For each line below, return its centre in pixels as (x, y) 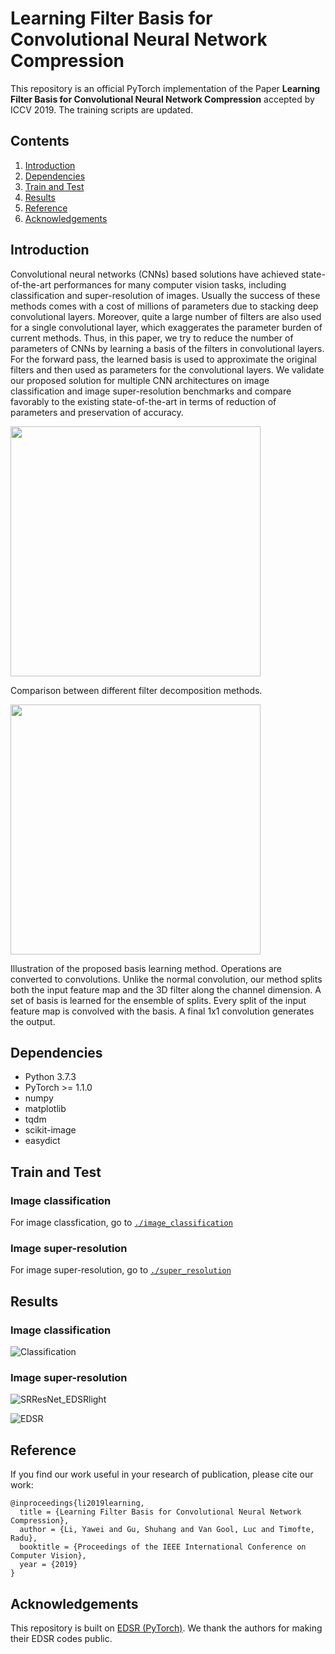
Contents (40, 141)
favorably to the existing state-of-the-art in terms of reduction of (143, 401)
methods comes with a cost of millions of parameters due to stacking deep (164, 306)
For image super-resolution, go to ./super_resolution (121, 1270)
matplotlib (45, 1109)
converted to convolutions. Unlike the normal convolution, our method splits (166, 979)
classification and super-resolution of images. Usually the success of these (165, 295)
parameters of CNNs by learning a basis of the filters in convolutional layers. (167, 348)
